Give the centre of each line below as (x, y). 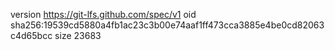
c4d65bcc (31, 35)
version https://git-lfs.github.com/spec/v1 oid (103, 14)
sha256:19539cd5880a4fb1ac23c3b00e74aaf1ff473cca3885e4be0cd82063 (167, 25)
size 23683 (78, 35)
